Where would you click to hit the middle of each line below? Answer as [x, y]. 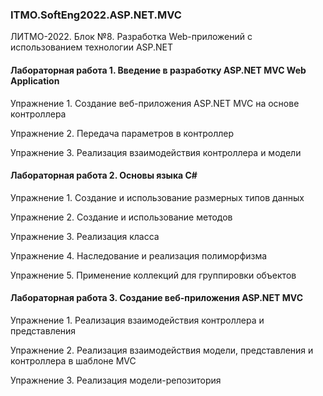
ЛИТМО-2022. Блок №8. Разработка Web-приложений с [131, 37]
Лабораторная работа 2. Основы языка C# [104, 175]
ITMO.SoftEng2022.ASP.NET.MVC [96, 15]
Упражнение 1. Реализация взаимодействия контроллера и [137, 320]
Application [35, 80]
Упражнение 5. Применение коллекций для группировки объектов [153, 275]
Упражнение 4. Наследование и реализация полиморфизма [139, 255]
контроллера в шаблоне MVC [73, 360]
